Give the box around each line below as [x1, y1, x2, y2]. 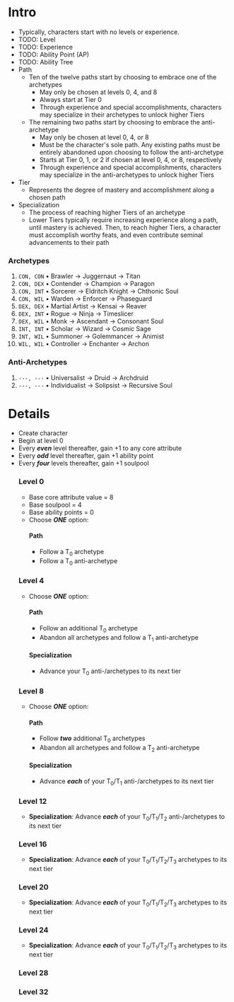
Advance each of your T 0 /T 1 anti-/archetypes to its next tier [39, 776, 214, 787]
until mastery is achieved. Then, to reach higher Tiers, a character [28, 223, 221, 231]
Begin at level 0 [18, 437, 64, 445]
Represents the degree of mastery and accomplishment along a [28, 185, 215, 194]
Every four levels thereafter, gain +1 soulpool [18, 459, 149, 468]
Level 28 [18, 968, 49, 978]
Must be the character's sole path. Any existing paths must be [39, 140, 221, 149]
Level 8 [18, 686, 45, 696]
